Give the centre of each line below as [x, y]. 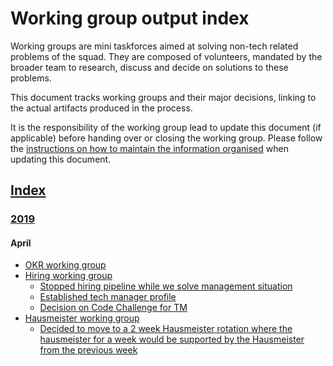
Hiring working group [68, 276]
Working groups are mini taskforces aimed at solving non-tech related [154, 46]
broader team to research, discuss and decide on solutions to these [149, 67]
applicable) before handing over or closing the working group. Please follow [166, 138]
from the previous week [88, 350]
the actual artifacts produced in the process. [101, 108]
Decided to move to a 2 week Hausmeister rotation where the [166, 329]
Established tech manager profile [108, 297]
